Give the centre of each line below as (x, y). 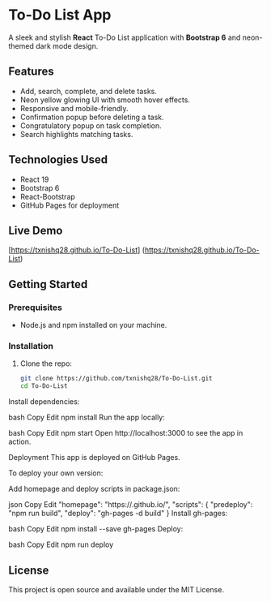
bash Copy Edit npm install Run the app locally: (87, 417)
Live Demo (36, 230)
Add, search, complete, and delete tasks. (89, 91)
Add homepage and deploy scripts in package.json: (94, 489)
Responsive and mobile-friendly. (74, 108)
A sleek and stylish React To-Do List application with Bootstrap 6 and (125, 37)
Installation (31, 346)
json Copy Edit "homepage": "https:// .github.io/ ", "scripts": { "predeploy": (131, 505)
